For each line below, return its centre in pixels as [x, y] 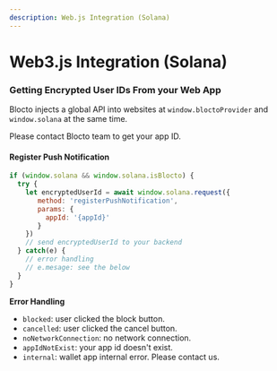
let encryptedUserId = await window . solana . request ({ [128, 193]
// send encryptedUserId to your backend [104, 243]
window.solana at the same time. [69, 119]
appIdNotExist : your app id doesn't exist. [97, 347]
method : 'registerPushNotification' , [108, 201]
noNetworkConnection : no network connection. [107, 338]
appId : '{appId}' [78, 217]
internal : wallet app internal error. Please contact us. [121, 357]
